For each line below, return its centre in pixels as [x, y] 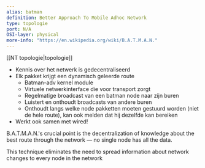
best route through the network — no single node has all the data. [90, 140]
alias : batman [25, 12]
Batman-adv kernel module [59, 82]
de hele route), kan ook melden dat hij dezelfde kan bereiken [101, 115]
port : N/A [19, 29]
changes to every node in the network [55, 158]
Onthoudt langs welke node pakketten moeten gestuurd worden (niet [112, 108]
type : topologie [27, 23]
